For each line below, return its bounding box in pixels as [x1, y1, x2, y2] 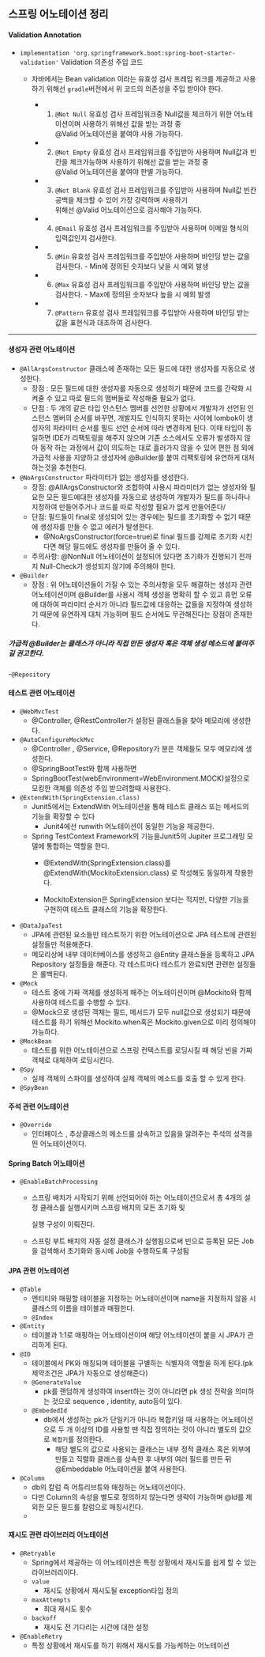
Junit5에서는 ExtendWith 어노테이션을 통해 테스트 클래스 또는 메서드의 [31, 801, 250, 811]
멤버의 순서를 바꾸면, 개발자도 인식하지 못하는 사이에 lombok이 [52, 413, 245, 422]
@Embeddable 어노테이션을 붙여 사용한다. [54, 1464, 187, 1474]
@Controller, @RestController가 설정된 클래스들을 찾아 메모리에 [31, 715, 230, 725]
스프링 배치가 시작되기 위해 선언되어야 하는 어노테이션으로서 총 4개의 [31, 1193, 243, 1202]
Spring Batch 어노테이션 [8, 1158, 85, 1168]
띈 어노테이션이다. [31, 1139, 87, 1148]
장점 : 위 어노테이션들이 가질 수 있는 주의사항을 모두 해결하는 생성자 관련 [31, 580, 252, 589]
